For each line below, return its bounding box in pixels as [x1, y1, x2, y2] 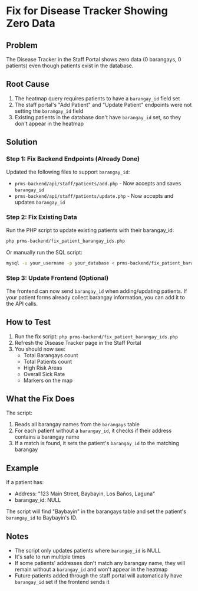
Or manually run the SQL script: [6, 249, 82, 256]
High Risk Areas [23, 364, 62, 371]
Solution [6, 137, 38, 147]
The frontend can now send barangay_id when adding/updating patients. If [6, 288, 187, 295]
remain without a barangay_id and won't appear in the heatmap [14, 566, 168, 573]
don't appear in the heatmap [14, 120, 84, 127]
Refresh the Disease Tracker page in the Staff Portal [14, 339, 141, 346]
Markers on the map [23, 377, 72, 384]
